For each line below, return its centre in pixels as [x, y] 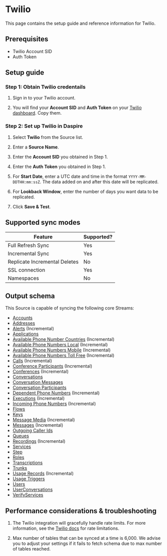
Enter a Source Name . [36, 147]
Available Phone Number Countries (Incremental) [63, 339]
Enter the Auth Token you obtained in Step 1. [59, 166]
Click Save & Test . [32, 207]
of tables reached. [32, 549]
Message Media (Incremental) [44, 420]
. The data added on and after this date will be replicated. [99, 182]
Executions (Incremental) [38, 398]
